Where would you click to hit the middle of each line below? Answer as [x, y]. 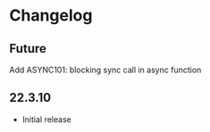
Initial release [46, 119]
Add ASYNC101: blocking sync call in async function [105, 70]
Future [28, 49]
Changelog [51, 16]
